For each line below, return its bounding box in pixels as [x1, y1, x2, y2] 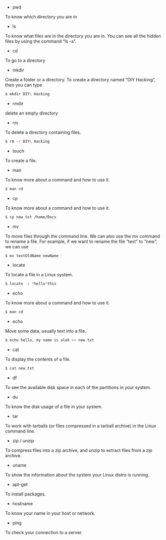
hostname [12, 500, 33, 506]
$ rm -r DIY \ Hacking [5, 139, 50, 144]
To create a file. [5, 157, 37, 163]
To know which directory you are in [5, 14, 77, 19]
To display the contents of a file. [5, 357, 71, 362]
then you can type [5, 82, 43, 88]
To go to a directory [5, 58, 46, 63]
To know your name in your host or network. [5, 510, 96, 516]
